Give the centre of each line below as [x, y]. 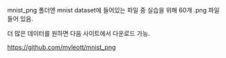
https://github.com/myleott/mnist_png [62, 47]
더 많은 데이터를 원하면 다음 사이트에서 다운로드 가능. [79, 33]
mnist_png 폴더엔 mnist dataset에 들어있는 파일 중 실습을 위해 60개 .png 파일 [114, 10]
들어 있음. [20, 19]
